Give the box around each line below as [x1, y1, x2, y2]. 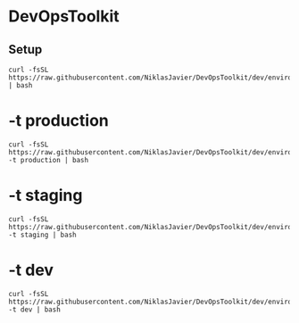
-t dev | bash [8, 305, 62, 314]
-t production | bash [8, 155, 89, 164]
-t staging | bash [8, 230, 77, 239]
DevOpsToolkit [8, 6, 120, 27]
